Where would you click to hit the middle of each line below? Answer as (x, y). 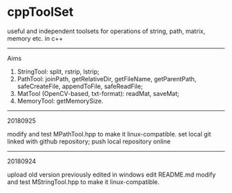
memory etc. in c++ (35, 38)
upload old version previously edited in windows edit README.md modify (112, 174)
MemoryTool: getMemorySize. (60, 101)
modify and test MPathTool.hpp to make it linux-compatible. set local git (109, 134)
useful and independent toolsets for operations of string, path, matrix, (106, 31)
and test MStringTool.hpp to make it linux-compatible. (84, 182)
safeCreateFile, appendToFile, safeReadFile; (80, 86)
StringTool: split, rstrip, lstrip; (58, 71)
